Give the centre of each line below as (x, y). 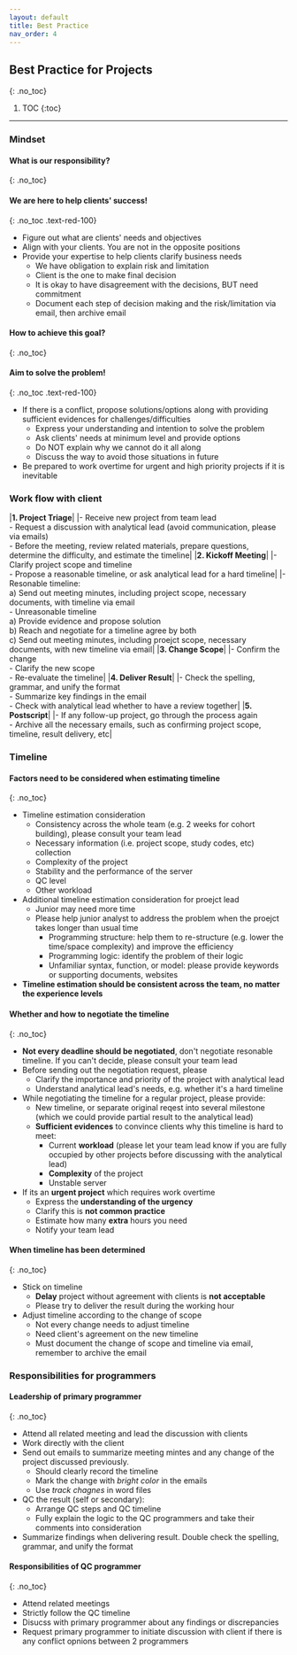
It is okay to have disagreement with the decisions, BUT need (147, 284)
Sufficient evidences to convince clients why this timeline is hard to (159, 1126)
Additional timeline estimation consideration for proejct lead (131, 900)
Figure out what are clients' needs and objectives (111, 237)
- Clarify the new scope (52, 669)
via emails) (29, 537)
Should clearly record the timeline (97, 1471)
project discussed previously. (76, 1461)
